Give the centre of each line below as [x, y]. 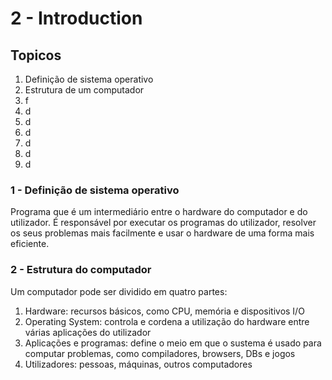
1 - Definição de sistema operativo [95, 190]
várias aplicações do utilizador [88, 332]
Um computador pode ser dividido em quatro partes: [119, 291]
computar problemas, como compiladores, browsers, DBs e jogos [160, 353]
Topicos [36, 55]
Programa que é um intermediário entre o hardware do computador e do [159, 212]
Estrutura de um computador [84, 90]
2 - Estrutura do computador [81, 270]
